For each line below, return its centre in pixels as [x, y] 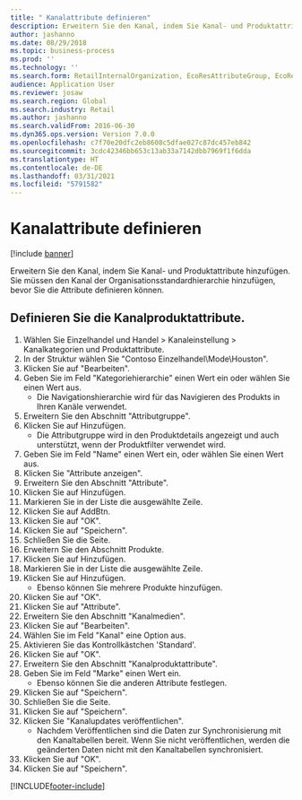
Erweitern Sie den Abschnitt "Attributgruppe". [107, 416]
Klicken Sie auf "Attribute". [72, 606]
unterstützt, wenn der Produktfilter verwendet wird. [131, 444]
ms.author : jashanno [49, 117]
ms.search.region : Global [58, 101]
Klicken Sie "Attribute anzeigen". [82, 473]
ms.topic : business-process [63, 51]
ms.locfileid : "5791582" [56, 185]
